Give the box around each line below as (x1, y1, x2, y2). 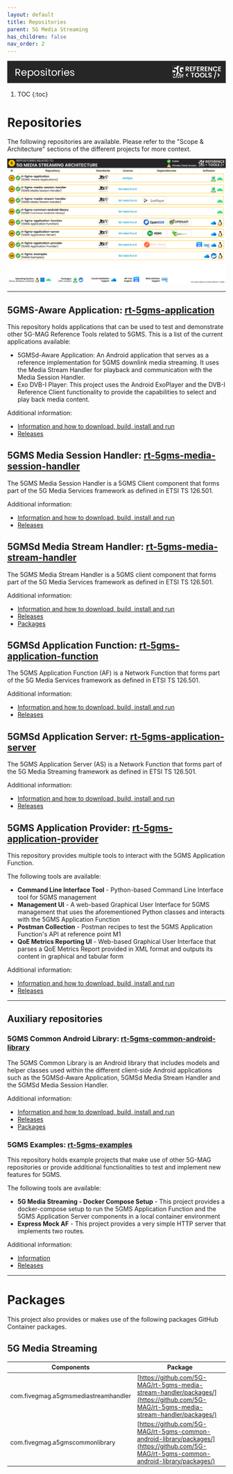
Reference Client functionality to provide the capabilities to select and (17, 387, 217, 396)
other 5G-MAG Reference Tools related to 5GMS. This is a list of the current (7, 330, 223, 338)
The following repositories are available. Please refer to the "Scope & (7, 138, 204, 146)
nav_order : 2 (7, 40, 45, 48)
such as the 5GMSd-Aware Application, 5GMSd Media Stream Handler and (7, 1073, 221, 1082)
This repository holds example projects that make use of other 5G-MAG (7, 1155, 212, 1164)
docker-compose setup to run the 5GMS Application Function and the (17, 1205, 217, 1213)
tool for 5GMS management (17, 893, 97, 902)
